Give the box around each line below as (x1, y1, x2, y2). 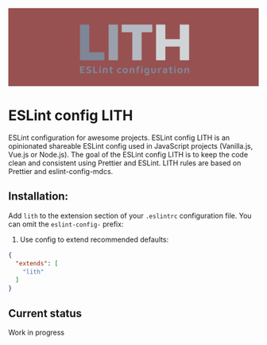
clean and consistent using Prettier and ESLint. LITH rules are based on (8, 158, 242, 168)
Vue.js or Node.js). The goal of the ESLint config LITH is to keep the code (8, 149, 249, 159)
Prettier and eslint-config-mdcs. (8, 166, 114, 176)
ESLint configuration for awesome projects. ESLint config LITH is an (8, 133, 230, 142)
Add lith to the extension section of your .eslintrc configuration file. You (8, 211, 252, 220)
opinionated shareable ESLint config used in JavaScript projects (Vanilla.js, (8, 141, 253, 150)
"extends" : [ (15, 259, 59, 267)
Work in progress (8, 328, 65, 337)
